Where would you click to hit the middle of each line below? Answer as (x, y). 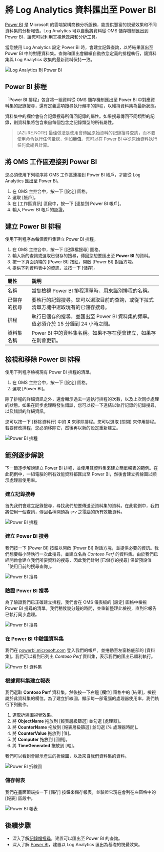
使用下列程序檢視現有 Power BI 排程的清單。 (50, 372)
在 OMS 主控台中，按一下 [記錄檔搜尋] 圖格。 (58, 250)
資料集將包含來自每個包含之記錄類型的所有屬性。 (67, 122)
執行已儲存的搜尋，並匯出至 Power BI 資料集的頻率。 (92, 317)
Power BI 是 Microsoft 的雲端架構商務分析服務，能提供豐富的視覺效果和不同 (81, 25)
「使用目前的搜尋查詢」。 (30, 566)
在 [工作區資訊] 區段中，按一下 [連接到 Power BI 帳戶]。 (68, 203)
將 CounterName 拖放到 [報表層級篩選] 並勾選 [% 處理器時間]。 (76, 727)
